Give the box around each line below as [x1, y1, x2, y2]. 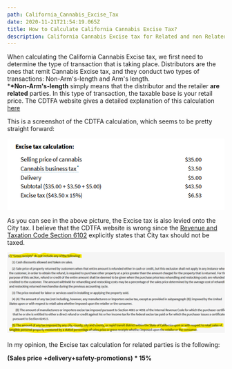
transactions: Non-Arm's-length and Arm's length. [7, 74, 150, 83]
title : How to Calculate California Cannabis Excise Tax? [7, 26, 177, 32]
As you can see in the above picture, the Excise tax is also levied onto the [7, 216, 216, 224]
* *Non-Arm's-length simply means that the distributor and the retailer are [7, 82, 220, 90]
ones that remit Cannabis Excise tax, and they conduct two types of [7, 68, 200, 76]
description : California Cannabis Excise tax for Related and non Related [7, 33, 227, 40]
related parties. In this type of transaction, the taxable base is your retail [7, 90, 213, 98]
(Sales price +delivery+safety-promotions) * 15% [7, 354, 152, 362]
